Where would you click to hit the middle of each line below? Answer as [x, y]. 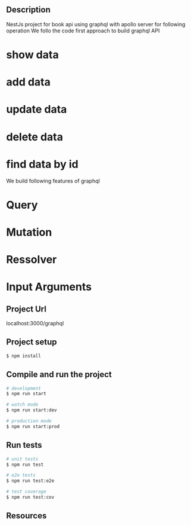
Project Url [26, 309]
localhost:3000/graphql [35, 323]
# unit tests [22, 459]
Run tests [24, 445]
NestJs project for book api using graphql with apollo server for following [96, 24]
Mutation [29, 232]
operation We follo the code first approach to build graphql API [83, 30]
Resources [26, 516]
